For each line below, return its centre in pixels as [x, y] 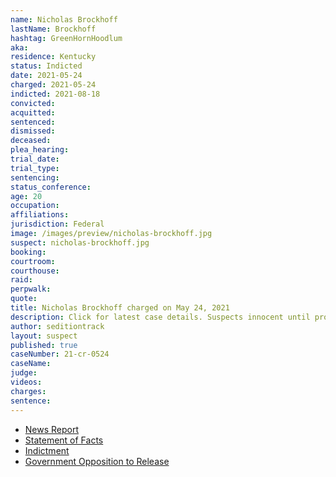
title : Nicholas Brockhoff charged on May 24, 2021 [120, 308]
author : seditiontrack [57, 326]
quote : [24, 299]
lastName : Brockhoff [53, 29]
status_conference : [51, 187]
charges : [28, 391]
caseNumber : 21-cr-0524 [60, 354]
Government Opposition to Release [97, 461]
